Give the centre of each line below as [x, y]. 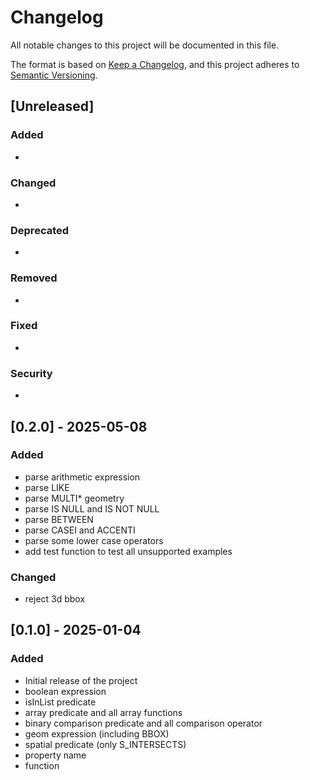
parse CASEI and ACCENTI [80, 530]
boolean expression [65, 691]
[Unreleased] [52, 106]
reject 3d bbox [55, 599]
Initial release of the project [81, 680]
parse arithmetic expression [82, 477]
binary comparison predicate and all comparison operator [143, 723]
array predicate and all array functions [103, 712]
